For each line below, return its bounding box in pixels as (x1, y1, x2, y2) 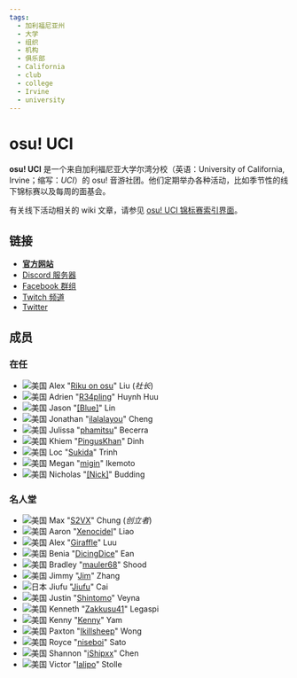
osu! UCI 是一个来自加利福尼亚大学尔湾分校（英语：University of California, (9, 164, 285, 175)
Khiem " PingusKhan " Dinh (48, 435, 145, 446)
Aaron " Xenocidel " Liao (48, 526, 135, 537)
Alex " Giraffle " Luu (48, 537, 117, 548)
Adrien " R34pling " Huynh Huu (48, 391, 160, 401)
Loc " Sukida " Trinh (48, 447, 118, 457)
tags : (9, 12, 29, 22)
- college (17, 79, 53, 88)
